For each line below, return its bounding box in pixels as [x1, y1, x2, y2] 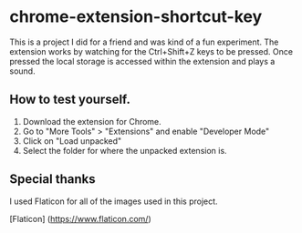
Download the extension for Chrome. [22, 116, 161, 127]
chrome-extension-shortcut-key [9, 6, 263, 27]
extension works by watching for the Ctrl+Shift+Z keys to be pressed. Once [9, 46, 294, 56]
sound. [9, 66, 36, 76]
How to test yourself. [9, 92, 130, 107]
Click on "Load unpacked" [22, 135, 122, 147]
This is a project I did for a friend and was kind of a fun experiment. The [9, 36, 279, 47]
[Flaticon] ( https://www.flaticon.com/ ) [9, 213, 152, 224]
